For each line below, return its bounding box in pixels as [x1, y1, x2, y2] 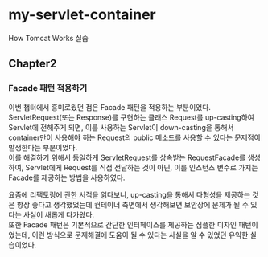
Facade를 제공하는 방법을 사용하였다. [8, 173, 126, 182]
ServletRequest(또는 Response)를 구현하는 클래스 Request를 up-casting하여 [8, 112, 255, 122]
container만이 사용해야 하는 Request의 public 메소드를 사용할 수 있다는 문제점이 [8, 133, 261, 142]
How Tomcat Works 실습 [8, 33, 89, 43]
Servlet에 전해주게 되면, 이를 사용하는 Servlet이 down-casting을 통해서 [8, 122, 234, 132]
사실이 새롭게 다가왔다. [23, 210, 95, 219]
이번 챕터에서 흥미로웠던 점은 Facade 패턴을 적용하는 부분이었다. [8, 102, 212, 112]
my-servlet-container [8, 6, 156, 24]
